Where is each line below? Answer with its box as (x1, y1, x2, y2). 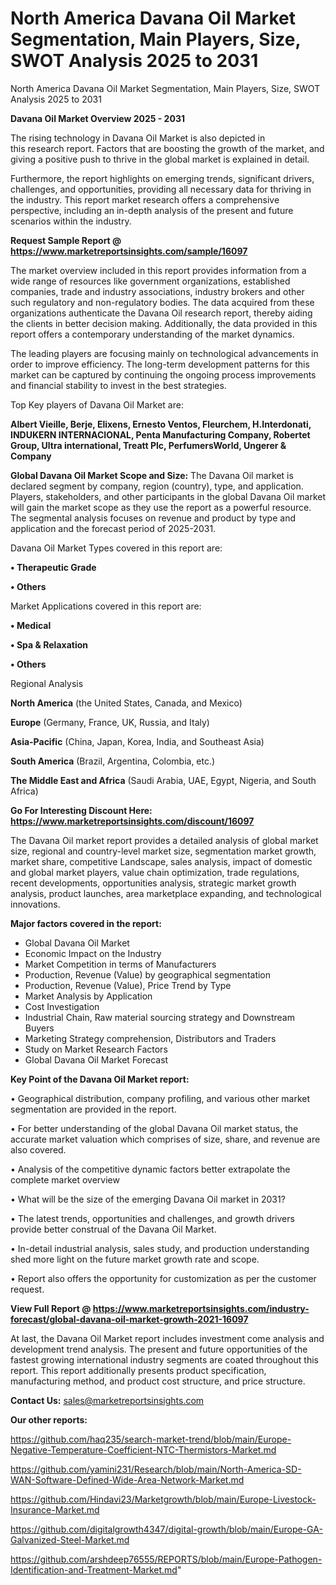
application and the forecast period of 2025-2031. (10, 522, 217, 534)
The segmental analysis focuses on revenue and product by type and (10, 512, 296, 524)
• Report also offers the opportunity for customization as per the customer (10, 1272, 317, 1284)
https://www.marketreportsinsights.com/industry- (92, 1302, 310, 1314)
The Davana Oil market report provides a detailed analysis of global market (10, 834, 319, 846)
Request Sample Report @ (10, 234, 122, 246)
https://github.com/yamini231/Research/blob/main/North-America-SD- (10, 1463, 302, 1475)
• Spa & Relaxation (10, 638, 88, 651)
